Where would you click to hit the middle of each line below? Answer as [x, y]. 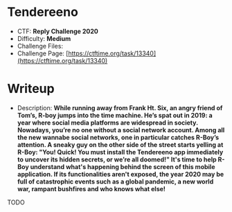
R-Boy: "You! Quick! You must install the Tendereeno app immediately [120, 152]
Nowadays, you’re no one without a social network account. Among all [121, 130]
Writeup [31, 89]
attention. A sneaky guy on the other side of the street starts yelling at [120, 144]
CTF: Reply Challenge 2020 [58, 31]
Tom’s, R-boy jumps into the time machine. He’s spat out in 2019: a [115, 115]
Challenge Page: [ [43, 53]
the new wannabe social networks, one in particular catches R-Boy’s [118, 137]
